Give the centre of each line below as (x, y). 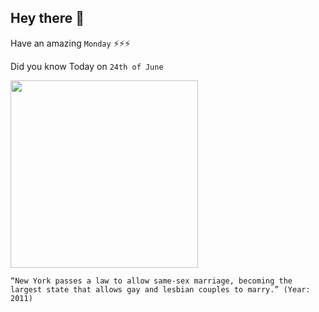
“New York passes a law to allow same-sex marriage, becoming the (151, 281)
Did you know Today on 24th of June (87, 66)
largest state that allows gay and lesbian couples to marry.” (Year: (160, 289)
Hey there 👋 (47, 18)
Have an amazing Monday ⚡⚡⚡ (70, 43)
